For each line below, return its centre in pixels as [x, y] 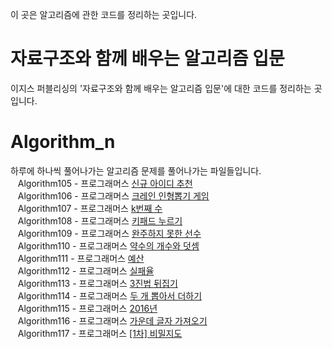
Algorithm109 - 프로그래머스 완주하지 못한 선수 [109, 233]
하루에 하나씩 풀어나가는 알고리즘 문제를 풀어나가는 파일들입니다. [136, 170]
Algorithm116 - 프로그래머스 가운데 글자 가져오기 [112, 320]
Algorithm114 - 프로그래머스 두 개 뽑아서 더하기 [110, 295]
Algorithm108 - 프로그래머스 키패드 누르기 [100, 220]
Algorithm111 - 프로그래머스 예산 [81, 258]
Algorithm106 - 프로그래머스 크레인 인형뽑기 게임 [113, 195]
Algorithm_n [63, 142]
